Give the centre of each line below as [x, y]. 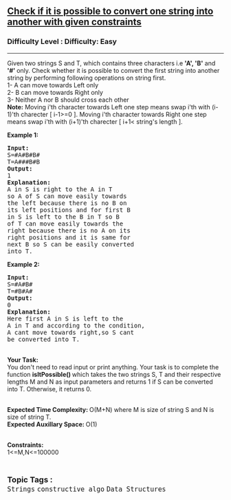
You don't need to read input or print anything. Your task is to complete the [113, 367]
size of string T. [29, 417]
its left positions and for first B [69, 210]
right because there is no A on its [69, 230]
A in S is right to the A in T [60, 189]
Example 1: [23, 135]
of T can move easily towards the [65, 224]
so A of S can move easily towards [67, 196]
